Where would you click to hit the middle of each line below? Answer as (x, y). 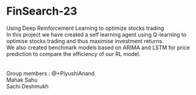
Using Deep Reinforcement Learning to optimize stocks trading (85, 28)
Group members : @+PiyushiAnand (51, 73)
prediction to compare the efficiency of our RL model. (74, 54)
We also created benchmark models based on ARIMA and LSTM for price (98, 47)
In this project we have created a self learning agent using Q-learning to (96, 34)
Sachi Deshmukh (27, 86)
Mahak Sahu (22, 80)
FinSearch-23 (42, 11)
